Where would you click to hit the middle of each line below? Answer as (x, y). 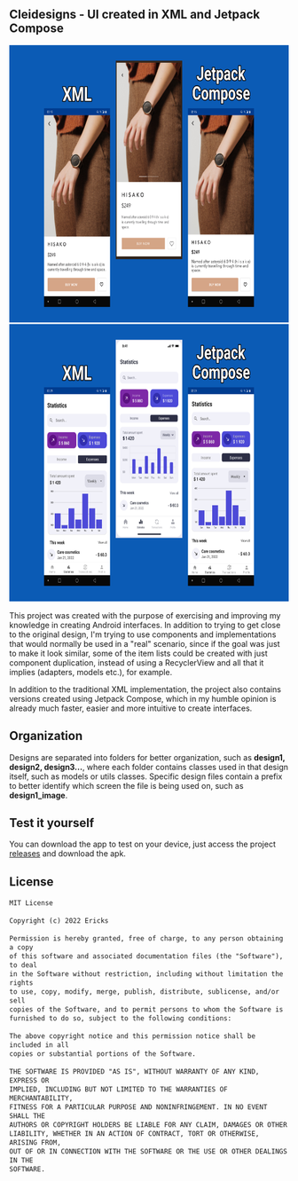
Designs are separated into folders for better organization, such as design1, (147, 757)
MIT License (31, 903)
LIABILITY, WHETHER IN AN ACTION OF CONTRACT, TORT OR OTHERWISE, (134, 1134)
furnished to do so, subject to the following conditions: (121, 1019)
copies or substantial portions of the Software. (103, 1054)
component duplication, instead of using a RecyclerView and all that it (137, 662)
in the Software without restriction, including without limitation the (146, 974)
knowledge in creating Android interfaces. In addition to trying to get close (145, 625)
